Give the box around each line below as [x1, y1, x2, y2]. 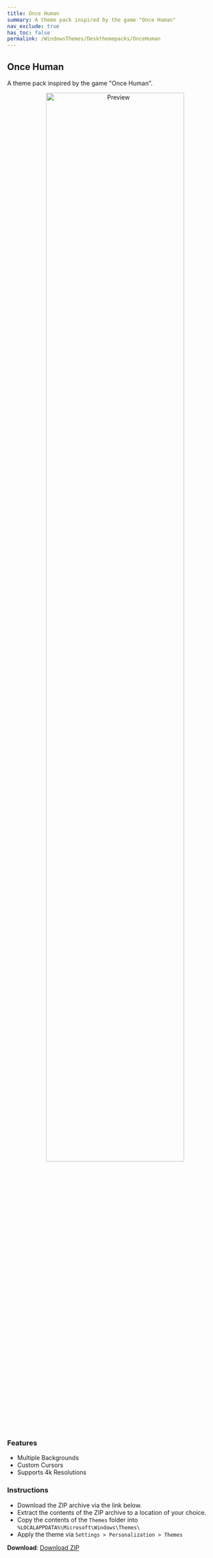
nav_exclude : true [7, 23, 60, 29]
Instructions [7, 1485, 49, 1495]
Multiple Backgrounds [16, 1454, 79, 1462]
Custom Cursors [16, 1461, 64, 1470]
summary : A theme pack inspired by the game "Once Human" [7, 16, 176, 23]
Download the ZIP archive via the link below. [16, 1501, 142, 1509]
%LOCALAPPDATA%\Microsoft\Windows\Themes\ [16, 1524, 140, 1531]
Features [7, 1438, 38, 1448]
